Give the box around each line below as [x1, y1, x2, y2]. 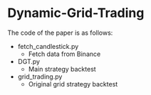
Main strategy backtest [28, 65, 96, 73]
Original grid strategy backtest [28, 79, 118, 88]
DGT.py [17, 57, 41, 65]
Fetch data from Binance [28, 50, 101, 58]
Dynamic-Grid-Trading [7, 5, 145, 21]
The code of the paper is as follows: [7, 28, 113, 37]
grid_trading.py [17, 72, 63, 81]
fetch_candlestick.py [17, 42, 79, 50]
